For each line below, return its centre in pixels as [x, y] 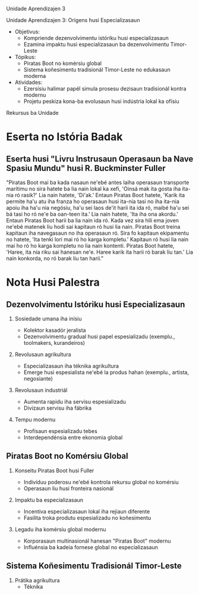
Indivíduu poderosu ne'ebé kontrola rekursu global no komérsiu [101, 482]
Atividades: [29, 82]
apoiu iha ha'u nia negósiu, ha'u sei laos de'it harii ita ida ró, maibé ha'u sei [98, 208]
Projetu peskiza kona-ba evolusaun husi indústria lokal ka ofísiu [101, 101]
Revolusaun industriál [41, 390]
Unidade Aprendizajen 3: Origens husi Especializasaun [73, 20]
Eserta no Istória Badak [64, 137]
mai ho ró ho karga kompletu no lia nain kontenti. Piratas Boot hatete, [90, 246]
